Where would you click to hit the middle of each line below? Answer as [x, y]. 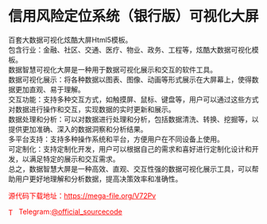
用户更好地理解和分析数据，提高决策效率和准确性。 [99, 179]
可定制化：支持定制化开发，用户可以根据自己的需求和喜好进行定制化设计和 [130, 149]
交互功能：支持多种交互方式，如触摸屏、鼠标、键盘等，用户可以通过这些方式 [133, 99]
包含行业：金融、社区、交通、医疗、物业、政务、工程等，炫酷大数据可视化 [130, 49]
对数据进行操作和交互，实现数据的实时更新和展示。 [92, 109]
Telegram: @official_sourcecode [71, 211]
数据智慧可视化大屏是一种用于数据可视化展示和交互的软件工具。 [112, 69]
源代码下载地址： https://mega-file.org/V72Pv [82, 195]
